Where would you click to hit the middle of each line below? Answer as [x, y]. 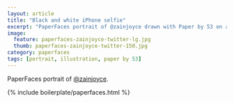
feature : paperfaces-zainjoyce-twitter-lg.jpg [82, 40]
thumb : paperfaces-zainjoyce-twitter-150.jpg [81, 46]
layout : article [31, 14]
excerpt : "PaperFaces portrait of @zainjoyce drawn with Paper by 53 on [115, 26]
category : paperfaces [39, 53]
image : [17, 33]
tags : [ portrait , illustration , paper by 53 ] [74, 59]
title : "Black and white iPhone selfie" [67, 20]
